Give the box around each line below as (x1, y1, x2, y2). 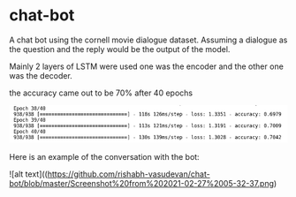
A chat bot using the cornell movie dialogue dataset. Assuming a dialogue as (9, 34, 288, 45)
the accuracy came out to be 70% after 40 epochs (9, 87, 193, 98)
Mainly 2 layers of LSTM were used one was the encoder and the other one (9, 61, 285, 72)
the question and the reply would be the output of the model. (9, 43, 231, 54)
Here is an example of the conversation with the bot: (9, 151, 201, 162)
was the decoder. (9, 70, 72, 80)
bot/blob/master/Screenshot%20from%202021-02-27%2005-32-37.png (9, 178, 275, 188)
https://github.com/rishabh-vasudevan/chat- (47, 169, 210, 179)
